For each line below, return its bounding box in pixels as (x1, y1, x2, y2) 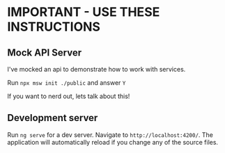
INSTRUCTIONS (7, 19, 101, 35)
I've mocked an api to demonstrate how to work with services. (7, 65, 186, 73)
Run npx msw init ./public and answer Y (7, 79, 126, 87)
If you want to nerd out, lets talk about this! (7, 92, 130, 100)
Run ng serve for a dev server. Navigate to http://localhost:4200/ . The (7, 130, 214, 139)
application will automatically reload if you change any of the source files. (7, 138, 218, 146)
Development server (7, 112, 98, 124)
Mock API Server (7, 47, 82, 58)
